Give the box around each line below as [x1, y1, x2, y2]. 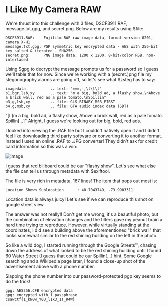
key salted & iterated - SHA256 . [5, 48, 78, 53]
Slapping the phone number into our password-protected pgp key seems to [5, 273, 161, 279]
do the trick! [5, 278, 30, 284]
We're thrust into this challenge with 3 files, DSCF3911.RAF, [5, 20, 128, 26]
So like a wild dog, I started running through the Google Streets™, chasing [5, 242, 157, 248]
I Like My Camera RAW [5, 4, 102, 15]
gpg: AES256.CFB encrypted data [5, 288, 73, 293]
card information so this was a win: [5, 143, 78, 149]
